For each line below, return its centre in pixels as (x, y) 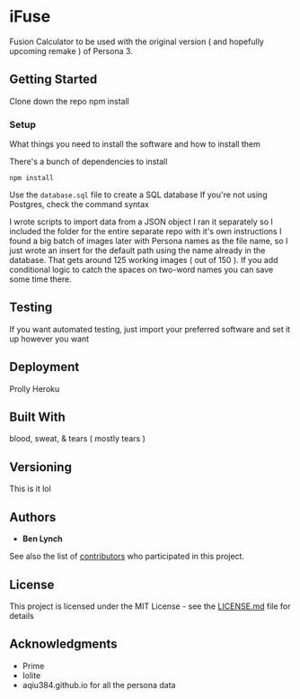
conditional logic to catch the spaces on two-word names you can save (141, 270)
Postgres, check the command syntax (79, 204)
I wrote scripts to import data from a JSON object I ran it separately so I (141, 222)
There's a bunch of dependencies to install (88, 162)
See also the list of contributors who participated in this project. (127, 557)
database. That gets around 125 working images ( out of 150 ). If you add (144, 260)
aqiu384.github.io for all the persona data (99, 685)
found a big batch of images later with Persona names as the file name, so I (149, 241)
